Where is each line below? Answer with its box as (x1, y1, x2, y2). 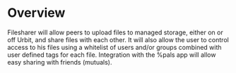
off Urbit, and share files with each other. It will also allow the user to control (7, 35, 230, 44)
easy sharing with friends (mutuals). (7, 58, 112, 66)
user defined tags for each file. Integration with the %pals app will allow (7, 51, 216, 59)
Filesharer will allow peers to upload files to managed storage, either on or (7, 28, 224, 36)
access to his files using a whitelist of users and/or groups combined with (7, 43, 222, 51)
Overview (7, 5, 66, 21)
